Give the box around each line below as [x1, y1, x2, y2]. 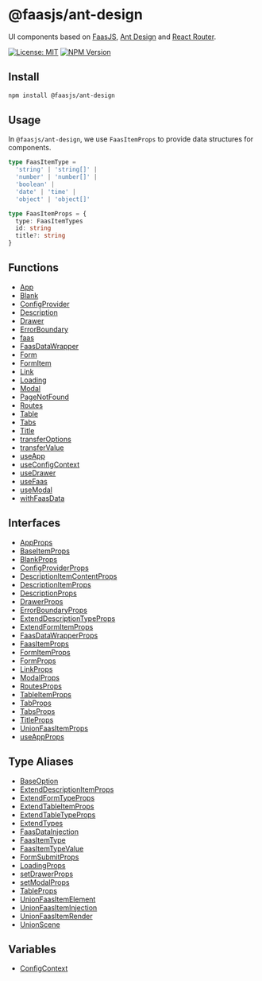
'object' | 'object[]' [15, 195, 91, 204]
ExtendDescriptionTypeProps [19, 614, 116, 623]
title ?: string [15, 232, 66, 240]
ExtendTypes [19, 818, 64, 828]
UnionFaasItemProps [19, 723, 89, 733]
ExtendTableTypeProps [19, 809, 96, 820]
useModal [19, 485, 53, 494]
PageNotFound [19, 392, 70, 401]
